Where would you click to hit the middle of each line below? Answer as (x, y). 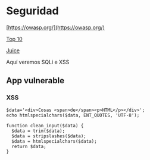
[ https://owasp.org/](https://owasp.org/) (56, 27)
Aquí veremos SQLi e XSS (38, 62)
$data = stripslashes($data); (49, 136)
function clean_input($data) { (45, 126)
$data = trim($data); (38, 131)
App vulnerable (35, 81)
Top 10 (14, 39)
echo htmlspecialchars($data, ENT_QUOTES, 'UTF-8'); (73, 115)
